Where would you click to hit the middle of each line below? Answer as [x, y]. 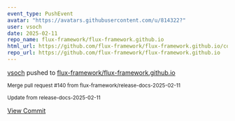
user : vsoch [24, 27]
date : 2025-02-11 [33, 33]
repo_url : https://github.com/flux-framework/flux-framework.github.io [114, 53]
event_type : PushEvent [40, 14]
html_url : [22, 46]
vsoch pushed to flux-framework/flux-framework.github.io [92, 72]
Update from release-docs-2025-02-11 [54, 98]
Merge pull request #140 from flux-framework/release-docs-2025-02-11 [94, 85]
